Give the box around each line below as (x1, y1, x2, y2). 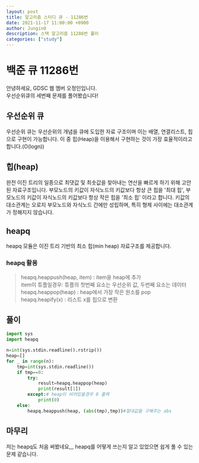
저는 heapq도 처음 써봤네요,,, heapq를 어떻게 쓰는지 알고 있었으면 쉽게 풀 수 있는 (6, 443, 194, 450)
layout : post (6, 8, 39, 15)
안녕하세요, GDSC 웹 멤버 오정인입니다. (6, 84, 97, 92)
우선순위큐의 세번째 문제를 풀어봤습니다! (6, 92, 99, 99)
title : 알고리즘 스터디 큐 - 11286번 (6, 14, 89, 20)
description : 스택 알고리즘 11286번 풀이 (6, 31, 99, 37)
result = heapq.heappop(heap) (37, 380, 108, 386)
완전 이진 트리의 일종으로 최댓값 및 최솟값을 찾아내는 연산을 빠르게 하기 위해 (6, 179, 181, 186)
